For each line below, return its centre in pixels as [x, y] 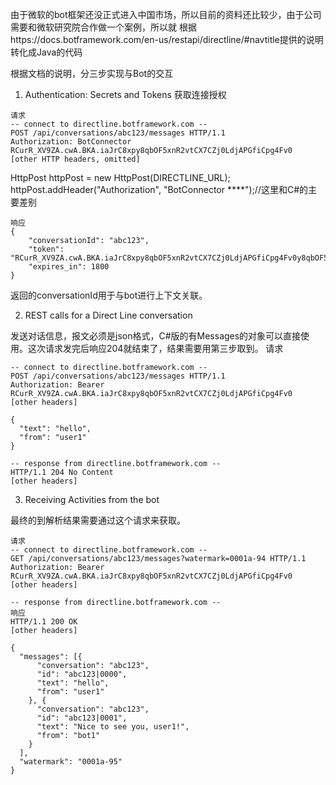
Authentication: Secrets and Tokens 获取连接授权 [125, 94]
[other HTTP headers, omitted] [75, 159]
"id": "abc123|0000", [82, 674]
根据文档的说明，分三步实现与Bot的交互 [92, 73]
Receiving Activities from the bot [92, 499]
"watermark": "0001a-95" [71, 762]
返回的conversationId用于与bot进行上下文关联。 [109, 295]
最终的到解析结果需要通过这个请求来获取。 [98, 520]
